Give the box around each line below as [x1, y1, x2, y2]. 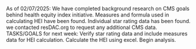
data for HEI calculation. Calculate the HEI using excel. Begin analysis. [6, 37, 176, 43]
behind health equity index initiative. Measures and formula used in [6, 11, 169, 18]
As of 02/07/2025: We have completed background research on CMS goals [6, 5, 190, 12]
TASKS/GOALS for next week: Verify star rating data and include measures [6, 30, 188, 37]
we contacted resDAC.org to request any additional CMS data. [6, 24, 158, 31]
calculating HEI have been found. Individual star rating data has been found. [6, 18, 191, 24]
